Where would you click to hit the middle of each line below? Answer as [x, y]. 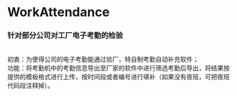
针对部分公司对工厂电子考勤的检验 [65, 36]
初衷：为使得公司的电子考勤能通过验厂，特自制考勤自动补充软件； [103, 60]
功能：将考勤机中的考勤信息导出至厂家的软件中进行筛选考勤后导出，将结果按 [119, 68]
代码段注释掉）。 [31, 85]
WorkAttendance [59, 12]
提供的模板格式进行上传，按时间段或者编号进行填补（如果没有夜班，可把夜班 [119, 77]
